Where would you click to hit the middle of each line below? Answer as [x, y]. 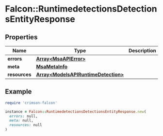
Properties [21, 37]
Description [142, 51]
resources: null [26, 125]
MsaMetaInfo [52, 67]
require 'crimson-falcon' [31, 103]
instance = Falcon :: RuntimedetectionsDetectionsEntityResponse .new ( [76, 112]
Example [18, 92]
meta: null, [22, 121]
